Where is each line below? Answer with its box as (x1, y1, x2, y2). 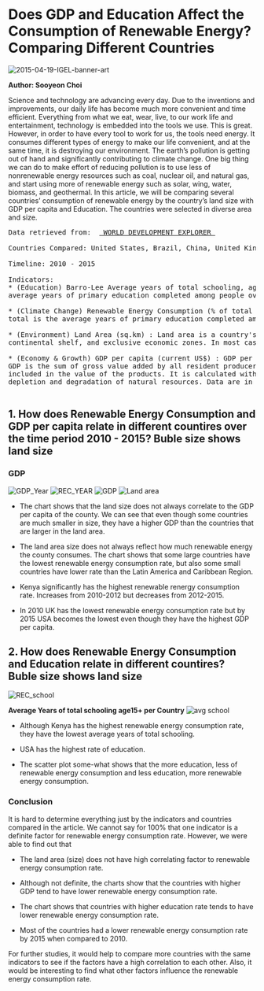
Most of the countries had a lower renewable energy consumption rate (19, 925, 248, 934)
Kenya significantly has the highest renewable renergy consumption (19, 582, 240, 591)
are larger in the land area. (19, 526, 105, 536)
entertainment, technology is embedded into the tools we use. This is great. (8, 120, 253, 130)
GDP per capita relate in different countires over (8, 420, 247, 434)
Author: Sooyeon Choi (8, 80, 82, 90)
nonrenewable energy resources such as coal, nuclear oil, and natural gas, (8, 171, 250, 180)
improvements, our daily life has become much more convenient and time (8, 104, 246, 113)
